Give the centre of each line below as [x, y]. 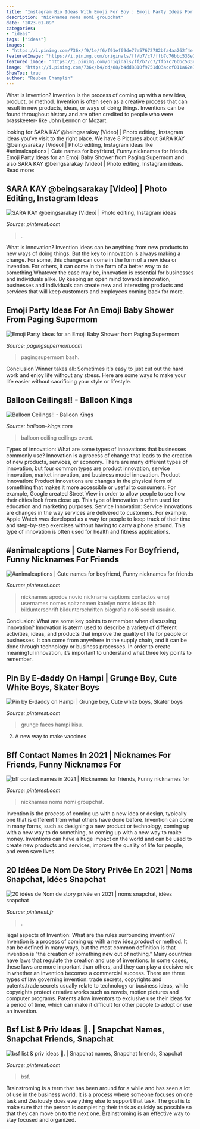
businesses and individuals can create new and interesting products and [95, 285]
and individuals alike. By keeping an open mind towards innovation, [88, 279]
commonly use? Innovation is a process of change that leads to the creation [99, 455]
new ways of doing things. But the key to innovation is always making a [93, 253]
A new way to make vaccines [51, 737]
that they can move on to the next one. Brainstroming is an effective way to [98, 1113]
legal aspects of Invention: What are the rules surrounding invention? [91, 935]
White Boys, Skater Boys [53, 687]
